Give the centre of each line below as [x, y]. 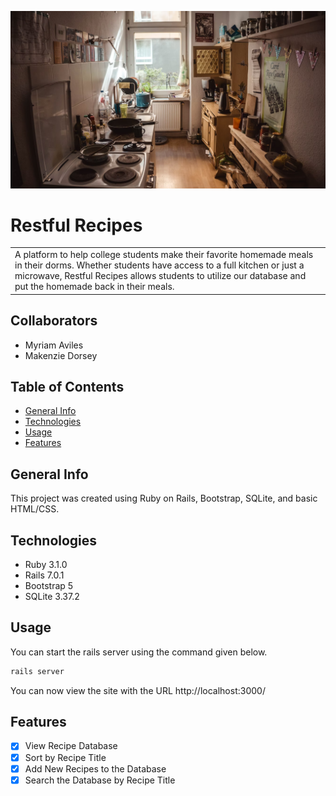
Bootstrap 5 [49, 585]
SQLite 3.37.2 [52, 596]
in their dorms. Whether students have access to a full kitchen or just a [159, 265]
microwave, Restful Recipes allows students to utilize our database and [160, 276]
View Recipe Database [71, 746]
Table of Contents [67, 386]
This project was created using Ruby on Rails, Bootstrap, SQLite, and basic [164, 498]
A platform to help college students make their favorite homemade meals [164, 255]
